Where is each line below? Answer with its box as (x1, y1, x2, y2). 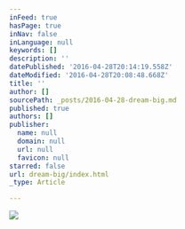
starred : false (9, 162, 66, 170)
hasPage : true (9, 21, 62, 30)
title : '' (9, 79, 46, 88)
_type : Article (9, 178, 66, 187)
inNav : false (9, 29, 58, 38)
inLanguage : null (9, 37, 74, 47)
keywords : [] (9, 46, 58, 55)
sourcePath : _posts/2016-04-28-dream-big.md (9, 95, 177, 105)
